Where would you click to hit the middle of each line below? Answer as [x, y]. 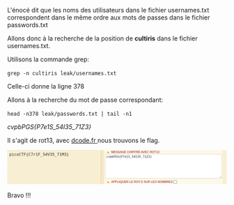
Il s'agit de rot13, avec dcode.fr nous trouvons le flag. [84, 140]
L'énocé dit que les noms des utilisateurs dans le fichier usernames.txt [108, 10]
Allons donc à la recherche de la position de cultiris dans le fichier [102, 38]
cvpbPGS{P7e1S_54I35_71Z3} [49, 127]
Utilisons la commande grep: [48, 59]
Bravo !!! [19, 195]
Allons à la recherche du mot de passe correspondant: [85, 100]
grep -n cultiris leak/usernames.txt [62, 73]
